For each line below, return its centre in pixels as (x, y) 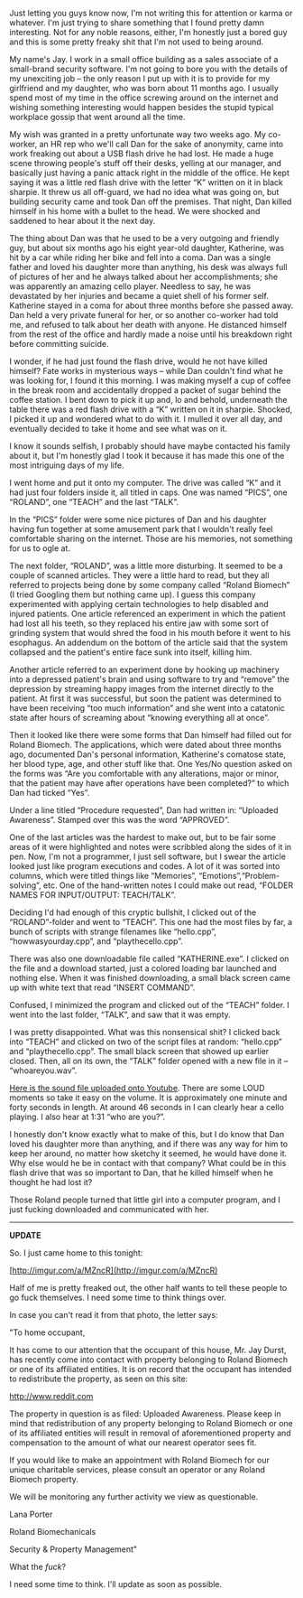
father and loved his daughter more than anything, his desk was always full (148, 267)
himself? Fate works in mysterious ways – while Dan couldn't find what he (147, 371)
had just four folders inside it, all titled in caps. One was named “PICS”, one (148, 492)
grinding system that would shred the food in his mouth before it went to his (150, 633)
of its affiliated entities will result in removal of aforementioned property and (150, 1433)
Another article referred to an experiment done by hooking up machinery (144, 669)
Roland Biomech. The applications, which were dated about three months (146, 745)
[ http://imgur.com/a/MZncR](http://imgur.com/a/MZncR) (114, 1270)
